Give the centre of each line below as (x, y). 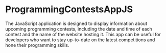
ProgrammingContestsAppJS (69, 9)
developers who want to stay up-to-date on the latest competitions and (80, 40)
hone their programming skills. (37, 45)
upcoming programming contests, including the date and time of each (79, 29)
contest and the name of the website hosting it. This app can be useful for (83, 34)
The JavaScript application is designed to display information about (76, 23)
